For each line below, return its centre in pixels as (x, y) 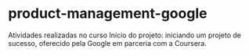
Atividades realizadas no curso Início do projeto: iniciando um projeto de (125, 35)
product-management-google (108, 14)
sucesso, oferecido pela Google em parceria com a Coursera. (108, 43)
